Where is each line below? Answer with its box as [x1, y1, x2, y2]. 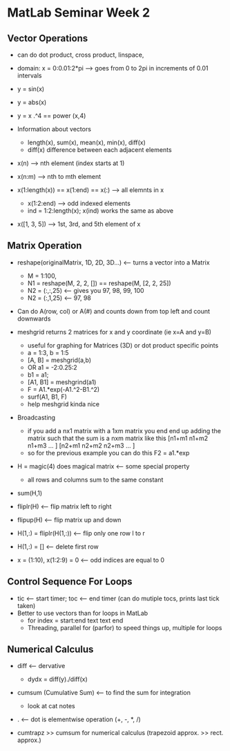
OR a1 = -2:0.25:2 [27, 363, 77, 371]
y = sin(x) [17, 85, 45, 93]
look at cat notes [27, 702, 75, 710]
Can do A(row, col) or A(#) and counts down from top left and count [17, 307, 211, 315]
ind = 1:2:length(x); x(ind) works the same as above [27, 207, 174, 215]
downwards [17, 314, 51, 323]
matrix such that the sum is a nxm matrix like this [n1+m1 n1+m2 [27, 434, 209, 442]
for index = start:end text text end [27, 616, 124, 625]
